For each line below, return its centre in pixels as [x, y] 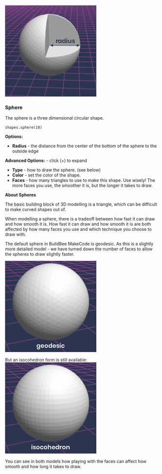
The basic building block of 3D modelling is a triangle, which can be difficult [81, 204]
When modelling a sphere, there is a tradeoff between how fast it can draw [80, 219]
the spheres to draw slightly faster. [40, 254]
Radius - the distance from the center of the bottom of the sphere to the [84, 146]
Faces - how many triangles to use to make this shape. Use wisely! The [84, 180]
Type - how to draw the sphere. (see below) [56, 170]
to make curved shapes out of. [36, 210]
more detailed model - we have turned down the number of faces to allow [79, 249]
